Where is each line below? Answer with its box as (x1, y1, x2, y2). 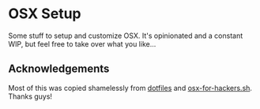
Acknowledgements (8, 62, 110, 76)
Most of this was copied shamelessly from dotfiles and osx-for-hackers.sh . (8, 83, 253, 92)
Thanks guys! (8, 92, 53, 101)
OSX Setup (8, 5, 81, 23)
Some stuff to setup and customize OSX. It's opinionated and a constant (8, 31, 243, 40)
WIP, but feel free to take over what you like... (8, 39, 156, 48)
